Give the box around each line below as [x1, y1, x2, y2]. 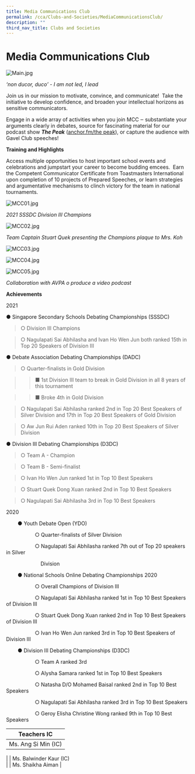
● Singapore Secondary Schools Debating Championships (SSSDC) [6, 313, 170, 320]
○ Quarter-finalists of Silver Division [34, 531, 122, 538]
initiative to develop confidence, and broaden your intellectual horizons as [6, 98, 184, 105]
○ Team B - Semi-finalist [20, 463, 81, 470]
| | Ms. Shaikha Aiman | [6, 761, 62, 768]
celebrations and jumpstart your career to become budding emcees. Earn [6, 163, 184, 171]
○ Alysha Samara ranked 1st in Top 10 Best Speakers [34, 670, 162, 677]
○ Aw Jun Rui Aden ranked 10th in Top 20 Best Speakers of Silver [20, 423, 179, 430]
